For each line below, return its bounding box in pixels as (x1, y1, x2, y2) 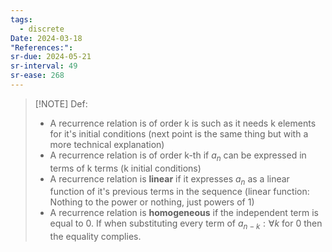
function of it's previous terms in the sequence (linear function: (49, 186, 310, 198)
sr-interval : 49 (10, 61, 78, 71)
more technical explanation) (49, 138, 165, 150)
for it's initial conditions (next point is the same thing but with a (49, 127, 309, 140)
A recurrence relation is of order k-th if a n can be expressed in (49, 149, 307, 163)
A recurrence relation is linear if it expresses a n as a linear (49, 172, 290, 187)
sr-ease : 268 (10, 71, 65, 81)
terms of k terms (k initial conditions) (49, 162, 202, 174)
